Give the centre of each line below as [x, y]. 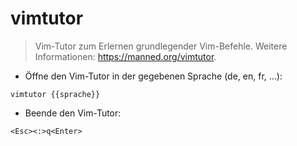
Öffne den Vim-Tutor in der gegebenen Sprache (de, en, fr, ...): [153, 76]
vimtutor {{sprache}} [55, 94]
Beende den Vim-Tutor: [73, 113]
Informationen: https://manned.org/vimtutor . [125, 56]
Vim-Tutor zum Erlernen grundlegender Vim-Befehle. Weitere [161, 46]
